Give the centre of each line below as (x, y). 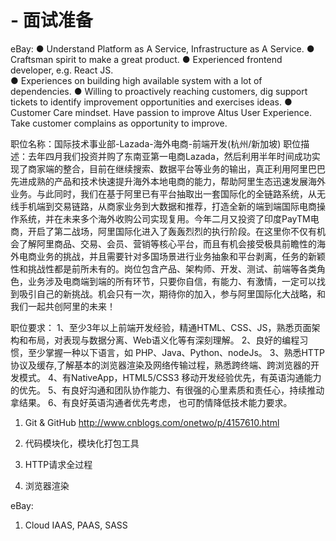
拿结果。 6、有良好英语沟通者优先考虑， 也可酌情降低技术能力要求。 (151, 402)
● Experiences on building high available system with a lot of (136, 80)
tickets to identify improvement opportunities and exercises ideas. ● (151, 102)
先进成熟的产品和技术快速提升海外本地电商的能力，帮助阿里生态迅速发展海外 (168, 181)
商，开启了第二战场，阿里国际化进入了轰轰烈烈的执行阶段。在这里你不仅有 (163, 231)
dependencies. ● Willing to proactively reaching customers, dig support (159, 91)
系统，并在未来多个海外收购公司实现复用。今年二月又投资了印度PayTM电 (169, 218)
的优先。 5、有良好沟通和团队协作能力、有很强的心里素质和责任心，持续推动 (167, 390)
